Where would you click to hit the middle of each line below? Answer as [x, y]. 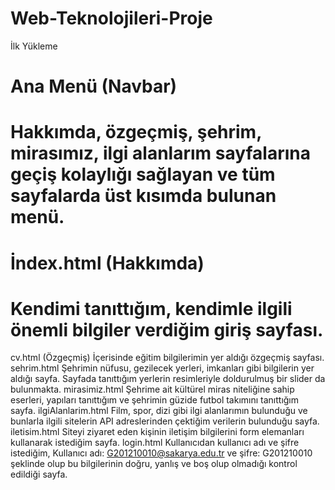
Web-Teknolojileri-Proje [111, 18]
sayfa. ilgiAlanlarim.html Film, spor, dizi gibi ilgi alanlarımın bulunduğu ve [159, 411]
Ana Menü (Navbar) [94, 86]
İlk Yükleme [34, 46]
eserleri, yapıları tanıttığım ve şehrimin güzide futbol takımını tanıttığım [155, 400]
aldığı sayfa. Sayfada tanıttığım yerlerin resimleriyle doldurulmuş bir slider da [168, 379]
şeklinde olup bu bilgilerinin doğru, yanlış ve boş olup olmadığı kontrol [154, 464]
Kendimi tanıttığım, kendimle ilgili [151, 308]
